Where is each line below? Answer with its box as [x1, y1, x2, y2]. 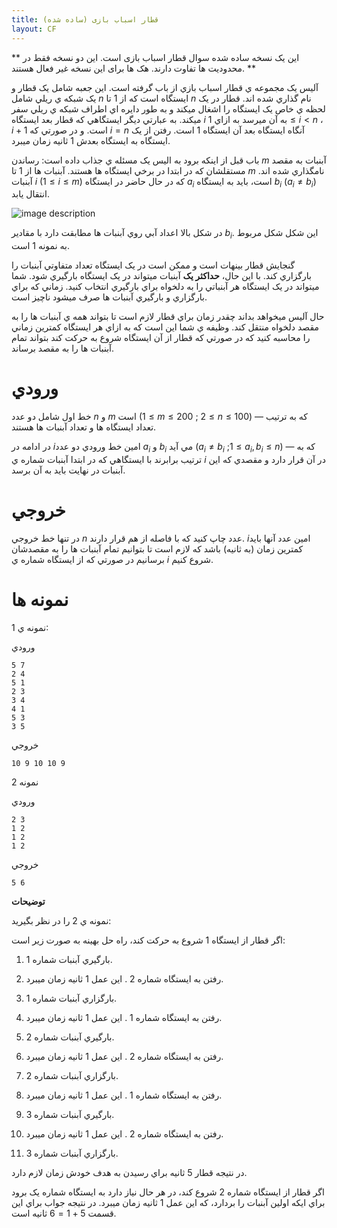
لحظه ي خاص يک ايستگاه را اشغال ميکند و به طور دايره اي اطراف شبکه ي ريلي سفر [11, 102, 326, 115]
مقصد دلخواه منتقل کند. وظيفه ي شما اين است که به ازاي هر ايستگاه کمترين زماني [11, 321, 319, 333]
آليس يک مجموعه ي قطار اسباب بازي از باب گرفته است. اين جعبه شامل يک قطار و [11, 81, 319, 93]
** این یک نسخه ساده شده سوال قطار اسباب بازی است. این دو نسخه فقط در [11, 51, 300, 63]
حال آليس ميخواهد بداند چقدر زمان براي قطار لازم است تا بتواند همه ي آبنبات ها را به [11, 311, 325, 323]
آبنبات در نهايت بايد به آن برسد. [11, 464, 126, 476]
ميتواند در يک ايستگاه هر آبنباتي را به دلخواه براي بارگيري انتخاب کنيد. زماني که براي [11, 281, 320, 293]
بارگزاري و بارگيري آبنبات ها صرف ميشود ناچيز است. [11, 291, 208, 303]
